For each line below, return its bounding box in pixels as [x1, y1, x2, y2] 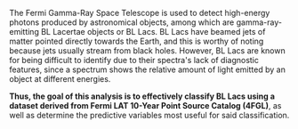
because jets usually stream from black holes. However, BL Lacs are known [9, 45, 286, 56]
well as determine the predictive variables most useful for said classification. [9, 110, 290, 120]
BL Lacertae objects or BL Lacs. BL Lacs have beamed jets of [41, 27, 266, 36]
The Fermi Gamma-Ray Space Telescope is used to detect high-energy [9, 8, 270, 18]
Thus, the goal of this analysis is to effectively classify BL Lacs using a [9, 91, 276, 101]
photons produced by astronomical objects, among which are [9, 17, 235, 28]
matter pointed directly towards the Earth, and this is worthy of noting [9, 36, 264, 46]
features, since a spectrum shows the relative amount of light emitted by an [9, 64, 286, 75]
